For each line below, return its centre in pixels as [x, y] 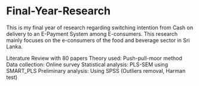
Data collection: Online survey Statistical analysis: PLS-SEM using [87, 64]
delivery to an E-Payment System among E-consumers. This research [92, 33]
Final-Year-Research [58, 11]
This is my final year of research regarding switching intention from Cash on [100, 27]
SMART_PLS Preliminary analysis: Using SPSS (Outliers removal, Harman [96, 70]
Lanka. [14, 47]
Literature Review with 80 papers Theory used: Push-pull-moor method [94, 58]
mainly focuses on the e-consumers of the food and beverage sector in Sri [98, 40]
